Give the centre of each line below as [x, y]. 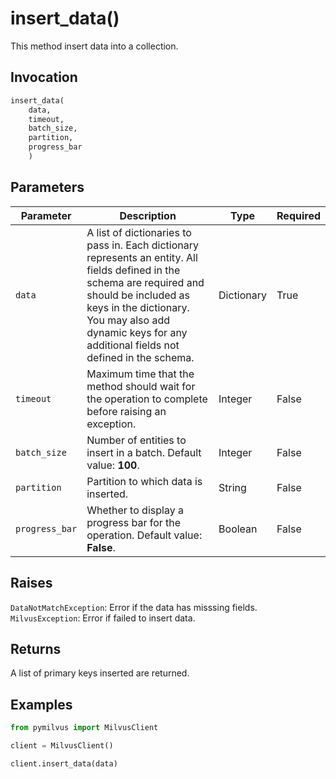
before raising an [126, 411]
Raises [31, 583]
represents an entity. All [142, 257]
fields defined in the [133, 270]
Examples [41, 704]
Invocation [44, 77]
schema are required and [145, 282]
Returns [36, 648]
